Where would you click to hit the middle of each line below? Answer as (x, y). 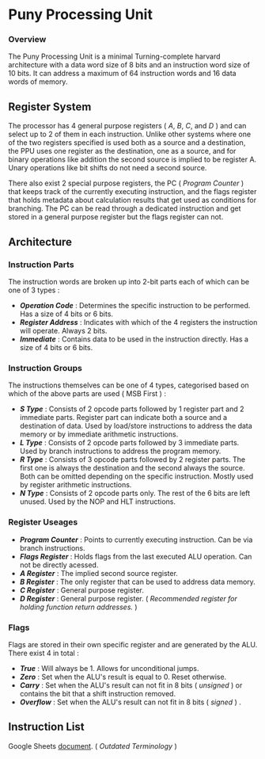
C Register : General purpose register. (82, 590)
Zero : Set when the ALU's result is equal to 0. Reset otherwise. (123, 677)
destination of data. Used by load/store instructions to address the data (136, 426)
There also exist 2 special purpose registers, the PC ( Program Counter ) (126, 183)
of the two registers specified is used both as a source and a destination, (127, 143)
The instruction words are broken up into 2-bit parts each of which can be (129, 281)
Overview (27, 40)
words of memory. (38, 82)
